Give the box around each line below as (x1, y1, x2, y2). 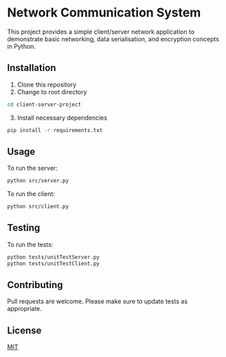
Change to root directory (16, 87, 87, 96)
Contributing (7, 279, 63, 291)
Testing (7, 222, 41, 234)
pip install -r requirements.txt (7, 127, 103, 133)
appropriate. (7, 305, 43, 313)
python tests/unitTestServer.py (7, 253, 100, 261)
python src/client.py (7, 203, 69, 210)
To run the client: (7, 190, 55, 198)
